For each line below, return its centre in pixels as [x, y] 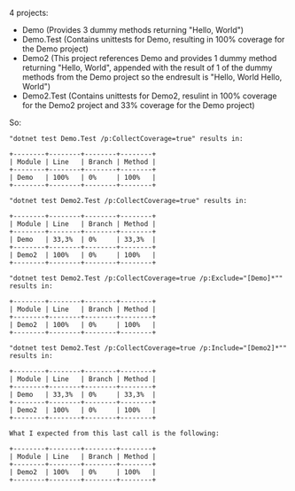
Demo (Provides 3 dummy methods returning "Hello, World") [133, 30]
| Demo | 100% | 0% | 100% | [83, 177]
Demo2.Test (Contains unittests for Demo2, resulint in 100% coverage [149, 96]
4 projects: [29, 13]
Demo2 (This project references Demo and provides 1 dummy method [149, 58]
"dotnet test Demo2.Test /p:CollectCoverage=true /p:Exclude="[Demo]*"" [146, 278]
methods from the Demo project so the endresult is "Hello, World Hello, [152, 77]
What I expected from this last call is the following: [114, 433]
